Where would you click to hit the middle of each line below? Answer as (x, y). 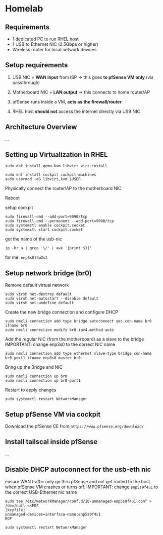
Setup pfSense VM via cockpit (53, 414)
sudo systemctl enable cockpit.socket (45, 225)
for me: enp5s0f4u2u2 (27, 257)
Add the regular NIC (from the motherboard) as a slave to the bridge (75, 339)
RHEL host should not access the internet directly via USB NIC (76, 111)
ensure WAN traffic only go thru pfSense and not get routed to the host (78, 481)
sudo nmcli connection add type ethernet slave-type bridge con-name (79, 354)
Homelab (24, 9)
